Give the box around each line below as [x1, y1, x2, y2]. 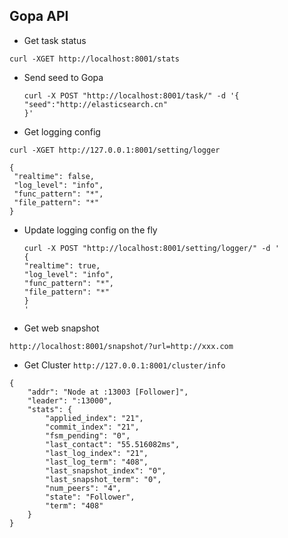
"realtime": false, [13, 171, 96, 181]
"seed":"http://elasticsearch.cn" [23, 99, 168, 109]
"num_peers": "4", [45, 483, 122, 493]
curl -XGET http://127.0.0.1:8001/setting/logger [9, 145, 221, 155]
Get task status [23, 34, 87, 46]
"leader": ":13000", [27, 395, 113, 406]
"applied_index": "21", [45, 413, 144, 423]
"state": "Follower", [45, 492, 136, 502]
